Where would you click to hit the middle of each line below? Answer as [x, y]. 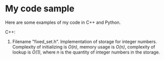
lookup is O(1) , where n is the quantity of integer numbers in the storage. [86, 52]
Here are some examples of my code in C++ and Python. [63, 22]
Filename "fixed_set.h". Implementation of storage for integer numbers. [84, 41]
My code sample [40, 9]
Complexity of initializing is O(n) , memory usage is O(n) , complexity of [84, 47]
